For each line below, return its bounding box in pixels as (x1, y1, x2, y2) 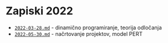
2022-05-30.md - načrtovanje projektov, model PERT (14, 30, 143, 37)
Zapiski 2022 (5, 4, 74, 18)
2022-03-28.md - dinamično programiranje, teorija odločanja (14, 24, 163, 31)
